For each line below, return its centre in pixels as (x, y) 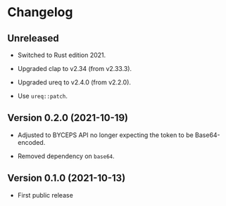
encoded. (31, 142)
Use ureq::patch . (43, 96)
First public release (45, 195)
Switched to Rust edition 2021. (62, 55)
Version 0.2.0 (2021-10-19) (68, 118)
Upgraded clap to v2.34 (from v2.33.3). (75, 69)
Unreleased (33, 38)
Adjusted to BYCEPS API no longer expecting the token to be (105, 135)
